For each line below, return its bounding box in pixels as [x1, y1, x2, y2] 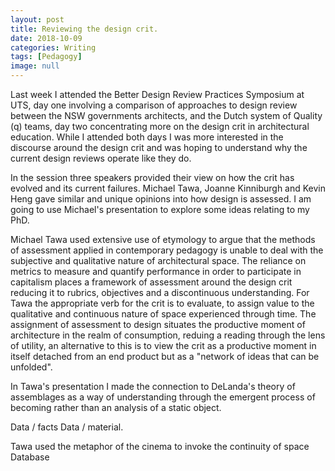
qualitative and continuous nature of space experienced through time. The [10, 308, 317, 320]
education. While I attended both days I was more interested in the [10, 131, 284, 143]
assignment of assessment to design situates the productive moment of [10, 319, 306, 330]
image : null [10, 61, 60, 71]
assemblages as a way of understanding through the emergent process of [10, 391, 316, 403]
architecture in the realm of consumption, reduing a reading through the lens [10, 329, 326, 341]
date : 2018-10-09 [10, 33, 83, 43]
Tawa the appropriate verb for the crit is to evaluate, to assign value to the [10, 297, 315, 309]
